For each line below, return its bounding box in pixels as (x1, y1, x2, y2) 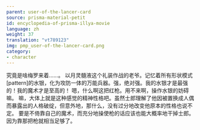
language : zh (6, 26, 40, 32)
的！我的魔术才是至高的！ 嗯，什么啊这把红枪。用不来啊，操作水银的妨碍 (6, 86, 189, 94)
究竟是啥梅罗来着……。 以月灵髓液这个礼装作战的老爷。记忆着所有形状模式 (6, 71, 193, 79)
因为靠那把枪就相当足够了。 (6, 117, 76, 125)
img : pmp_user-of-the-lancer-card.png (6, 43, 105, 49)
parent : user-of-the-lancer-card (6, 9, 91, 15)
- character (6, 54, 36, 60)
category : (6, 49, 32, 55)
